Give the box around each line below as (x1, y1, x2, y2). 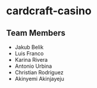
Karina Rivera (14, 56, 48, 63)
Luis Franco (14, 50, 44, 57)
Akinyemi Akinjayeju (14, 76, 64, 82)
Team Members (6, 28, 65, 38)
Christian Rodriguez (14, 69, 64, 76)
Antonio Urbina (14, 62, 52, 70)
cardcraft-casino (6, 4, 92, 18)
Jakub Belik (14, 43, 43, 51)
